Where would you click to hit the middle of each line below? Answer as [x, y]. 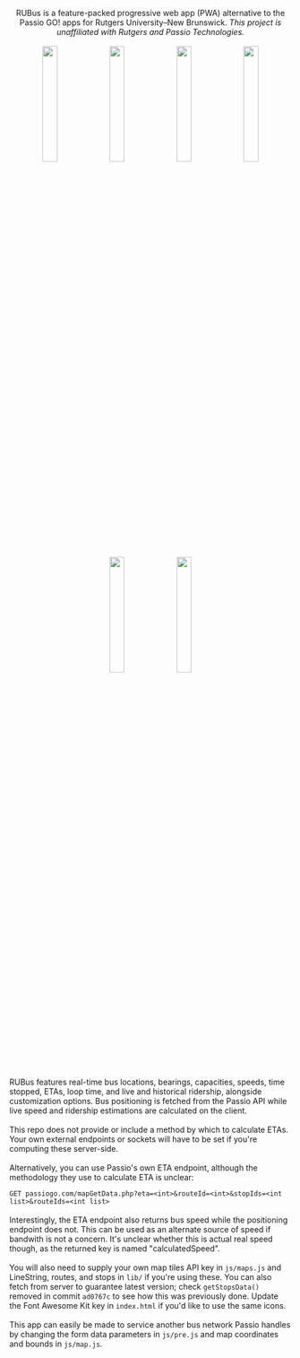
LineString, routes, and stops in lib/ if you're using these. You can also [141, 1277]
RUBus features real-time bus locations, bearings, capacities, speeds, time [147, 1082]
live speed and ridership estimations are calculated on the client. [129, 1110]
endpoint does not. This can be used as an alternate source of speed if [140, 1229]
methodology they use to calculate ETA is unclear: [102, 1177]
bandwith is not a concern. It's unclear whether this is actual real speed [141, 1239]
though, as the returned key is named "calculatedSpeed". [115, 1249]
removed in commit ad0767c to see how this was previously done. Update [144, 1296]
